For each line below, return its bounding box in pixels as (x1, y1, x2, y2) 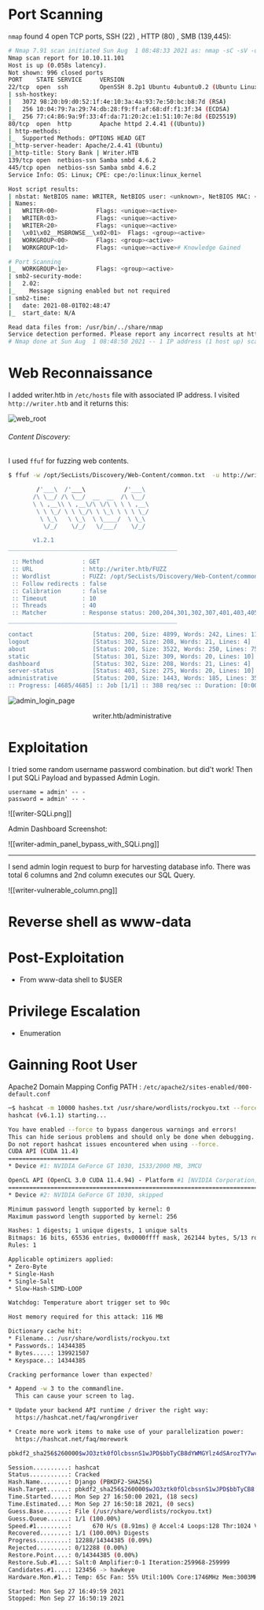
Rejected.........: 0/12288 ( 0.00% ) (8, 1544, 128, 1552)
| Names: (8, 200, 37, 208)
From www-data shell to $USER (19, 975, 123, 984)
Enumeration (19, 1028, 61, 1038)
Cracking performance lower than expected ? (8, 1370, 153, 1379)
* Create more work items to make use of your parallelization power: (8, 1428, 244, 1435)
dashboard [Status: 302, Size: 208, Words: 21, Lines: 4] (8, 660, 251, 667)
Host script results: (8, 185, 79, 193)
